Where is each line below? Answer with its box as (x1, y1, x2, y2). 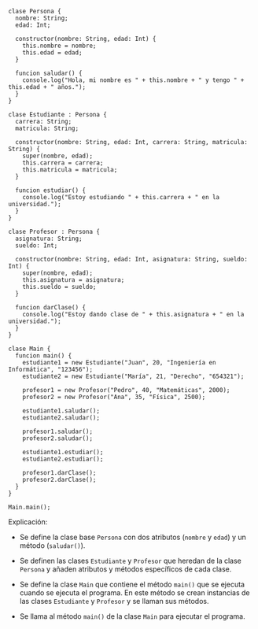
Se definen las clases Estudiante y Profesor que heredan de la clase (19, 556, 242, 565)
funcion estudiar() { (15, 187, 87, 194)
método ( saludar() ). (19, 541, 86, 550)
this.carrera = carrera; (22, 159, 104, 167)
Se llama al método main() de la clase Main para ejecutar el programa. (19, 612, 245, 621)
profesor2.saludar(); (22, 435, 93, 442)
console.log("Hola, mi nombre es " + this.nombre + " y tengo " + (22, 76, 245, 84)
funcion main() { (15, 352, 72, 360)
